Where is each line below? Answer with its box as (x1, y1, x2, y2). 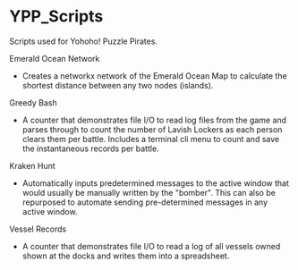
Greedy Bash (9, 97, 57, 108)
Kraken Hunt (9, 160, 55, 171)
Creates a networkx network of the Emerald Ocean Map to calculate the (21, 70, 288, 81)
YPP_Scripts (9, 6, 104, 27)
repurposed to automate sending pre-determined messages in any (21, 197, 268, 207)
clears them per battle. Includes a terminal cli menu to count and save (21, 133, 280, 144)
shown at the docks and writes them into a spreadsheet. (21, 250, 230, 261)
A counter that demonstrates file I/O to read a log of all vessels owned (21, 240, 281, 251)
